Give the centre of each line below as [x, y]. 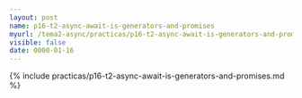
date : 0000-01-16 [42, 51]
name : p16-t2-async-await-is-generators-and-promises [112, 26]
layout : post [34, 17]
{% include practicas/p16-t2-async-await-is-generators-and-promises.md [147, 76]
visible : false [38, 42]
